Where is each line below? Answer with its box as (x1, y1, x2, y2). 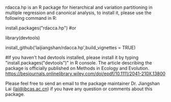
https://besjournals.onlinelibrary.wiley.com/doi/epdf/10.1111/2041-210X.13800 (5, 71, 166, 77)
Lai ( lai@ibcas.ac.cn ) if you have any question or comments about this (5, 86, 153, 92)
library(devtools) (5, 35, 40, 41)
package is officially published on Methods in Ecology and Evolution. (5, 65, 150, 71)
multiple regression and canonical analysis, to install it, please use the (5, 10, 152, 16)
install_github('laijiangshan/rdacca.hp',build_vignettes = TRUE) (5, 45, 136, 50)
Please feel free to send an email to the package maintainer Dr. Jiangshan (5, 81, 160, 86)
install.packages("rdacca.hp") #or (5, 25, 76, 31)
